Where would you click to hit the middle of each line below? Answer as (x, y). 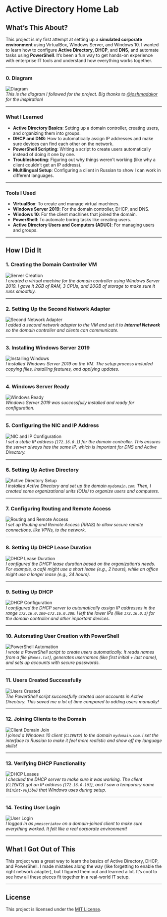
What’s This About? (37, 28)
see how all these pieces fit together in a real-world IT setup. (68, 877)
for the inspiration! (25, 99)
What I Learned (25, 117)
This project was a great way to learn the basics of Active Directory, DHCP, (82, 861)
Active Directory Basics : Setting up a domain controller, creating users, (86, 128)
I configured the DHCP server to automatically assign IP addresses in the (81, 608)
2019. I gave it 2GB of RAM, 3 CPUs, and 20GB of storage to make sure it (80, 286)
